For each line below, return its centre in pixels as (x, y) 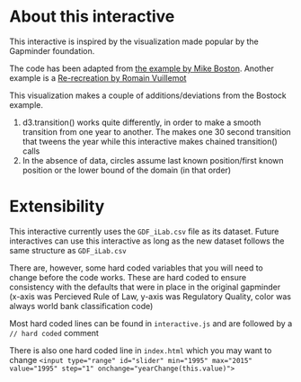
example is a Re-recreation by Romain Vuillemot (98, 77)
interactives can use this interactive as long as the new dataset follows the (147, 241)
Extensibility (57, 206)
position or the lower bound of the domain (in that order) (127, 170)
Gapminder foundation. (52, 50)
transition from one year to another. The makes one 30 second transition (157, 131)
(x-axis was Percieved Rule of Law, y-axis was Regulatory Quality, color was (150, 296)
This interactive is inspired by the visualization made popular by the (134, 41)
